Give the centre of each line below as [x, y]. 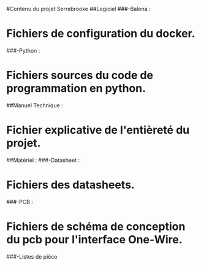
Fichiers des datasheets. [70, 185]
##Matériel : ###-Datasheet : [43, 160]
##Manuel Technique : [35, 105]
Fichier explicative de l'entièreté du [98, 130]
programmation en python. [76, 89]
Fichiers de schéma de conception [96, 226]
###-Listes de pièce [32, 256]
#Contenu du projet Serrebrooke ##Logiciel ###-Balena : [79, 9]
